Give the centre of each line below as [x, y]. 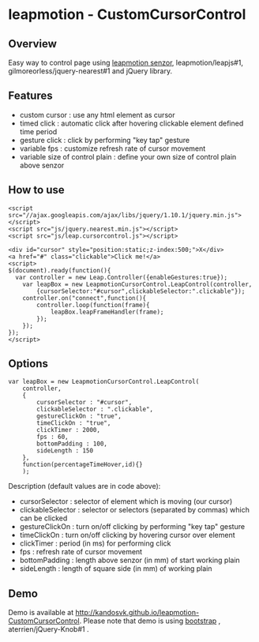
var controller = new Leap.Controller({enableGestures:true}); [121, 277]
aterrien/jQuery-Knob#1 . [49, 629]
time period [38, 131]
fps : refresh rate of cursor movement [81, 552]
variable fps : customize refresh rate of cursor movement [113, 148]
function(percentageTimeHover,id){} [83, 465]
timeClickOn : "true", [74, 423]
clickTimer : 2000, [69, 430]
